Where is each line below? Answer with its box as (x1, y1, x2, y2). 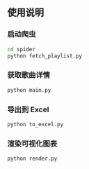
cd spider (7, 46, 36, 53)
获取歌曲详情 (7, 70, 51, 80)
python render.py (7, 155, 58, 163)
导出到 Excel (7, 104, 49, 114)
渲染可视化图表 (7, 139, 58, 149)
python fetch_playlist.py (7, 52, 82, 60)
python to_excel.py (7, 121, 64, 128)
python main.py (7, 86, 51, 93)
